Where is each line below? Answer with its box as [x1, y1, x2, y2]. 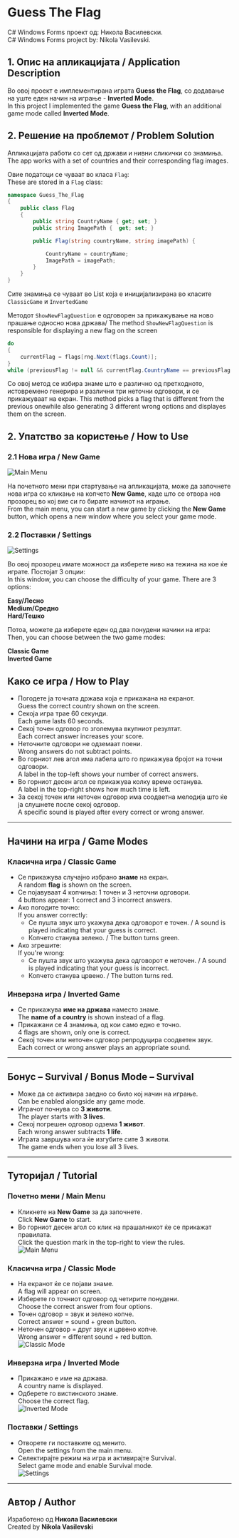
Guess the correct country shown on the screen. [17, 702, 160, 711]
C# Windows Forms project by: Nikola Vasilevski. [7, 35, 151, 44]
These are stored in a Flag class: [7, 178, 103, 186]
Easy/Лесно [7, 596, 44, 605]
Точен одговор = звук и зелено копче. [17, 1310, 134, 1318]
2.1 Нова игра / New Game [7, 452, 101, 462]
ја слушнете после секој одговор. [17, 800, 121, 809]
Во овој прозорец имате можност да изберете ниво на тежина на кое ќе [7, 560, 228, 569]
